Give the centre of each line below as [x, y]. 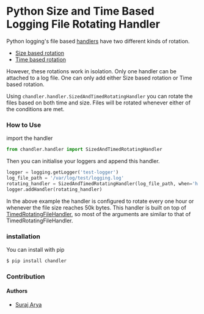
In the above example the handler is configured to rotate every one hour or [100, 201]
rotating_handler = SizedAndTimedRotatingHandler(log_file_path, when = [99, 184]
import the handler [30, 138]
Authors [17, 291]
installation [24, 236]
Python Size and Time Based [80, 11]
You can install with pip [35, 249]
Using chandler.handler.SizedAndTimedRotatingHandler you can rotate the [100, 96]
